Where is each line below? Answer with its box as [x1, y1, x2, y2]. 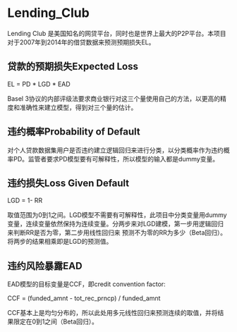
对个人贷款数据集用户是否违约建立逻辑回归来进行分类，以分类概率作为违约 [7, 146, 224, 154]
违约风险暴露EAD [7, 259, 83, 272]
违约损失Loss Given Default [7, 177, 130, 189]
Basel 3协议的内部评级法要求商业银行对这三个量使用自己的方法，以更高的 [7, 94, 221, 103]
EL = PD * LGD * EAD [7, 80, 71, 88]
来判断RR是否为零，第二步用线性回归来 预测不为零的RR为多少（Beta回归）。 [7, 228, 227, 237]
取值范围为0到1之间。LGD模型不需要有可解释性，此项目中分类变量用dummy [7, 211, 227, 219]
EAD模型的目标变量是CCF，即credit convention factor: [7, 280, 166, 288]
